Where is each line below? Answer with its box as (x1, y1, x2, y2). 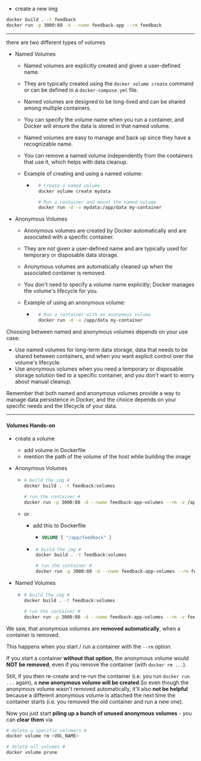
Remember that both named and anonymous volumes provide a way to (6, 390, 181, 396)
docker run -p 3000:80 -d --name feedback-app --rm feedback (6, 22, 162, 28)
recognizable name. (23, 140, 73, 148)
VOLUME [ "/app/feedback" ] (41, 534, 112, 540)
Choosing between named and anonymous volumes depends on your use (6, 328, 188, 335)
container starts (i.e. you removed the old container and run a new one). (6, 698, 184, 705)
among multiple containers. (23, 104, 92, 112)
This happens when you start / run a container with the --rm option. (6, 643, 172, 650)
